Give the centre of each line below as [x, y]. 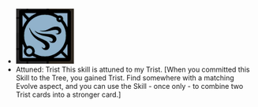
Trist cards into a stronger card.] [68, 94]
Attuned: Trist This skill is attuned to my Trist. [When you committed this [133, 69]
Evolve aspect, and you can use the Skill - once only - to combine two [129, 86]
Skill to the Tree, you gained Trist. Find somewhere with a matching [125, 78]
